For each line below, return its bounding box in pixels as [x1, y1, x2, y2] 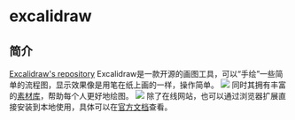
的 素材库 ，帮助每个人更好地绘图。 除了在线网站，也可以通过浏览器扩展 [9, 91, 279, 101]
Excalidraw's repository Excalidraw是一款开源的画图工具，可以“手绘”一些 [9, 69, 276, 79]
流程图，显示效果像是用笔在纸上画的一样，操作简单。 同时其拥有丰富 [24, 79, 286, 90]
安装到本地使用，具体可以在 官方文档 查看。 [16, 101, 173, 112]
